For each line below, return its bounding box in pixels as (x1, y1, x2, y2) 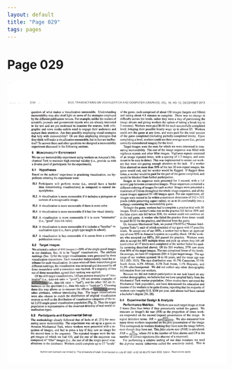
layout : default (7, 11, 54, 18)
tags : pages (7, 26, 42, 33)
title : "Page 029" (7, 18, 60, 26)
